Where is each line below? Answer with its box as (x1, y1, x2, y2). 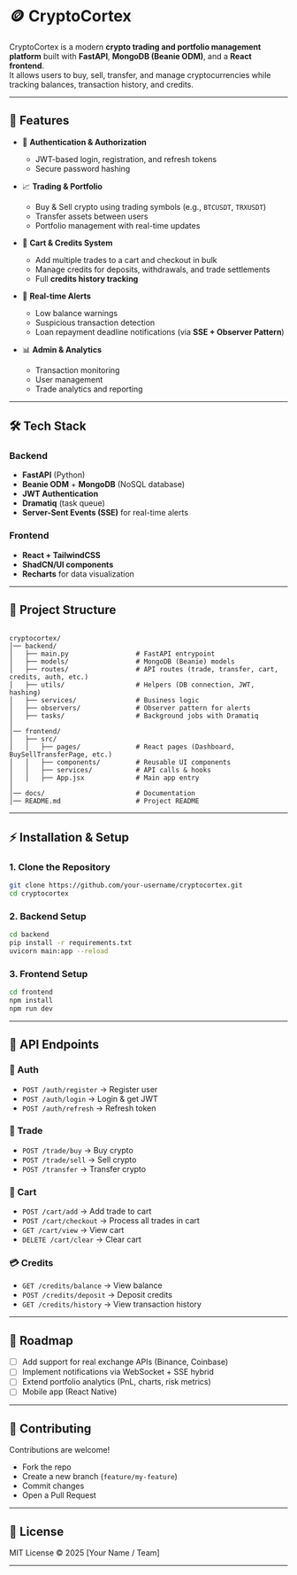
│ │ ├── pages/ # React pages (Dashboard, (9, 742, 236, 751)
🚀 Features (9, 113, 70, 128)
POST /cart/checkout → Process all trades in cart (21, 1215, 201, 1226)
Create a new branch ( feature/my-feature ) (21, 1471, 179, 1482)
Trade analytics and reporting (34, 384, 143, 394)
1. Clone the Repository (9, 860, 110, 873)
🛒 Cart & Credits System (21, 237, 113, 248)
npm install (9, 997, 53, 1005)
